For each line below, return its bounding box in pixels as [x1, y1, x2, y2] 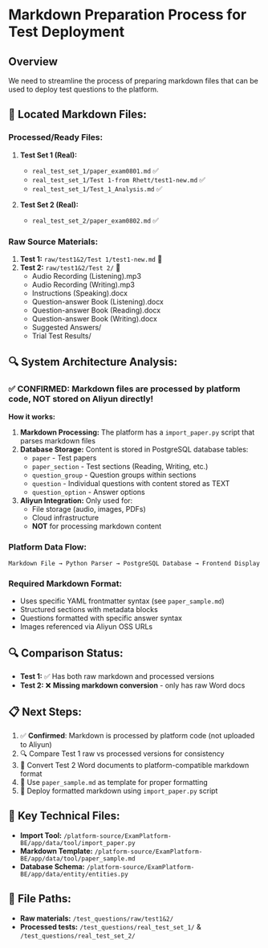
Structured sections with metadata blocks [19, 605, 158, 615]
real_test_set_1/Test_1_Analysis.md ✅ [31, 183, 163, 194]
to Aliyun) [19, 739, 52, 749]
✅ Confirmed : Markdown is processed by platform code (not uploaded [19, 730, 255, 740]
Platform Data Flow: [8, 541, 87, 552]
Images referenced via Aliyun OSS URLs [19, 622, 153, 631]
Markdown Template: [19, 846, 93, 856]
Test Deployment [8, 22, 125, 41]
